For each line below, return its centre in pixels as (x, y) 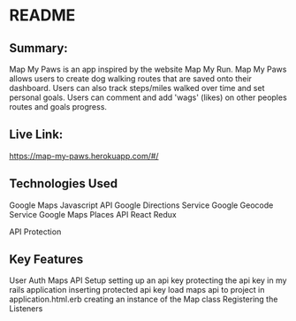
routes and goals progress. (58, 107)
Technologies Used (63, 183)
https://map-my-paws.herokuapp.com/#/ (84, 156)
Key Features (46, 260)
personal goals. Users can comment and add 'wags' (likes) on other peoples (148, 97)
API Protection (35, 232)
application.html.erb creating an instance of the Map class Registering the (144, 299)
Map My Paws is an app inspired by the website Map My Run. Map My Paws (148, 69)
